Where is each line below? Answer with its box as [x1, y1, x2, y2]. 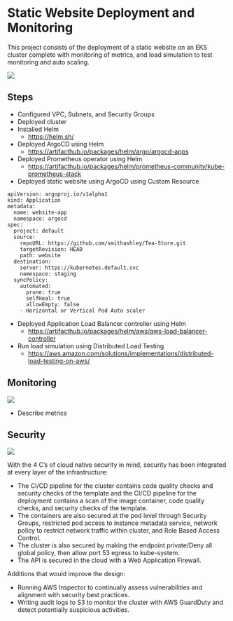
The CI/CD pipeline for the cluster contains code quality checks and [17, 482, 213, 490]
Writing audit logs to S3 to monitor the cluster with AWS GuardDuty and [17, 598, 224, 607]
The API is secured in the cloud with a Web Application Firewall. [17, 556, 202, 565]
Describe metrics [17, 409, 68, 417]
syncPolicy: [13, 276, 49, 283]
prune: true [25, 289, 61, 296]
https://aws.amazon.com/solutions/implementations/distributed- [27, 349, 214, 357]
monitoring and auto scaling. [7, 57, 90, 66]
